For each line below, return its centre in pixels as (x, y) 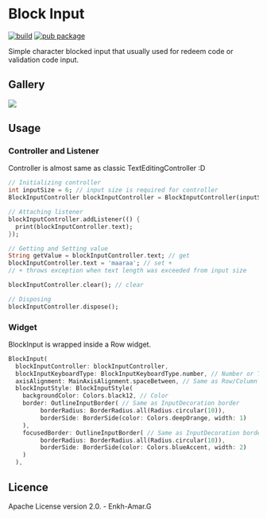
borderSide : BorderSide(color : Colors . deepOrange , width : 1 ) (143, 418)
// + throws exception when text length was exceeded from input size (128, 271)
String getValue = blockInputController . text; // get (99, 256)
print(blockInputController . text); (74, 227)
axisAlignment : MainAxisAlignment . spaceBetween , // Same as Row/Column (137, 381)
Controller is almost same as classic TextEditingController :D (107, 168)
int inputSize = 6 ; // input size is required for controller (113, 190)
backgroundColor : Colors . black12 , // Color (96, 396)
